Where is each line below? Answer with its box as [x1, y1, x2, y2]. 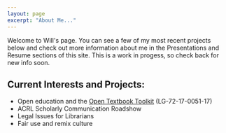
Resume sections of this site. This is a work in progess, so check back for [7, 50, 219, 59]
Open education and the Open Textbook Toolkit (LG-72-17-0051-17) [17, 97, 213, 106]
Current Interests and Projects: [7, 78, 146, 90]
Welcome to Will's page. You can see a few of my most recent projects [7, 36, 211, 44]
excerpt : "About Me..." [7, 17, 77, 24]
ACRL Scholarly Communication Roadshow [17, 104, 142, 113]
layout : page [7, 10, 45, 17]
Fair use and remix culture [17, 120, 93, 128]
